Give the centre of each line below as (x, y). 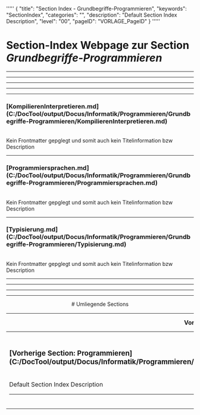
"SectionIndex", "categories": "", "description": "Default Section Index (92, 15)
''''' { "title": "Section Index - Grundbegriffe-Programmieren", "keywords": (97, 9)
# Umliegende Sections (100, 304)
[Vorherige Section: (42, 354)
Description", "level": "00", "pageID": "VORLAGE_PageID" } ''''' (83, 21)
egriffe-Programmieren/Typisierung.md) (66, 244)
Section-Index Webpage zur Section (98, 46)
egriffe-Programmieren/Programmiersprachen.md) (82, 183)
